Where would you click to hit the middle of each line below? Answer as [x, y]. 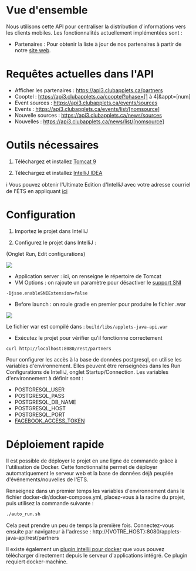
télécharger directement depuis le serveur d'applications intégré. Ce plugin [97, 555]
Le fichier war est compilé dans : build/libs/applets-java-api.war [87, 326]
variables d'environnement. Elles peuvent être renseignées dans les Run [93, 366]
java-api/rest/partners [33, 538]
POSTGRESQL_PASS [39, 396]
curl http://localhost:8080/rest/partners [59, 349]
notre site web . [33, 50]
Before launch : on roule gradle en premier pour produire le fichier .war [100, 304]
